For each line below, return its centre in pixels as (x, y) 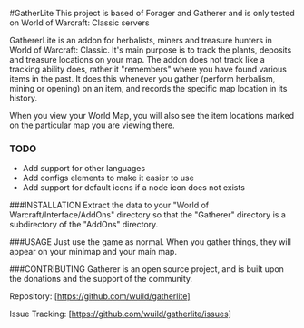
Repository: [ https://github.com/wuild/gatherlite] (100, 296)
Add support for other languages (84, 169)
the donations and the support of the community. (101, 279)
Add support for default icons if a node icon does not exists (133, 188)
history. (24, 98)
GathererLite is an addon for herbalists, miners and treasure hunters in (141, 40)
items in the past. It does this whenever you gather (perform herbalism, (142, 79)
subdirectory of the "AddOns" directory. (84, 225)
